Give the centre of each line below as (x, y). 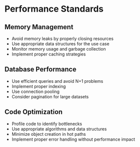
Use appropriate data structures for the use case (61, 44)
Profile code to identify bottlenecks (47, 124)
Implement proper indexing (39, 86)
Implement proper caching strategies (49, 54)
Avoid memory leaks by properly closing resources (62, 38)
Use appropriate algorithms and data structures (59, 129)
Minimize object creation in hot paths (49, 134)
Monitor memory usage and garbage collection (59, 49)
